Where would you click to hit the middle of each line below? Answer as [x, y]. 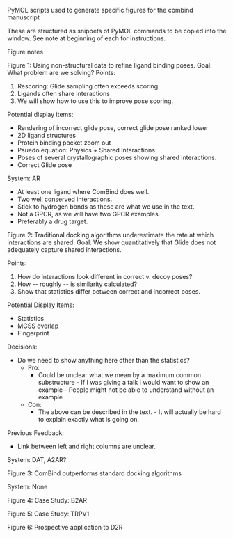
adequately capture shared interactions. [64, 250]
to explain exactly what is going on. [88, 419]
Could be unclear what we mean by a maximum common [120, 375]
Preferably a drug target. [53, 221]
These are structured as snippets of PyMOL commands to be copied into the [117, 31]
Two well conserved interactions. [65, 199]
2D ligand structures [47, 135]
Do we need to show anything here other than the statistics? [103, 360]
